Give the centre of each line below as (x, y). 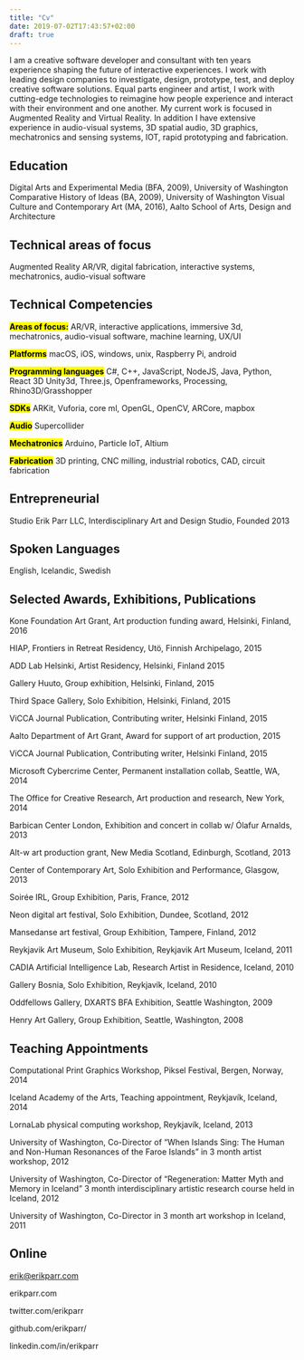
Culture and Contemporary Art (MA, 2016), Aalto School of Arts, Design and (151, 207)
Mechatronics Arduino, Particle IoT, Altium (89, 443)
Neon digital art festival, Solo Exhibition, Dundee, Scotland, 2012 (129, 915)
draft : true (32, 34)
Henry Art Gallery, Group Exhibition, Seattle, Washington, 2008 (127, 1020)
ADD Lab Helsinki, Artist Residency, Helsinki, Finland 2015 (117, 666)
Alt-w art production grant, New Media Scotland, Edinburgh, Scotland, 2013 (150, 853)
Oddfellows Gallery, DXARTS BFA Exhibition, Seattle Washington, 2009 (141, 1002)
